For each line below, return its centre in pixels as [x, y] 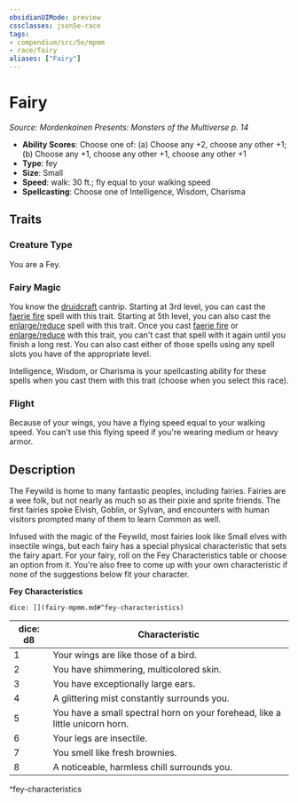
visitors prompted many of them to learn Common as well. [115, 520]
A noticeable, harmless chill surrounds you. [143, 767]
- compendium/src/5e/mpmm [57, 42]
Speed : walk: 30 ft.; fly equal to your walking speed [116, 182]
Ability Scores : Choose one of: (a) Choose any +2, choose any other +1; [154, 144]
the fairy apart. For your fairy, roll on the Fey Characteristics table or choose [148, 555]
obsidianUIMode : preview [55, 17]
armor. [21, 441]
